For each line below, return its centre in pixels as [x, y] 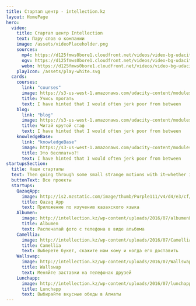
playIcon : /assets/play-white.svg [58, 71]
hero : [13, 22]
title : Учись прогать [48, 98]
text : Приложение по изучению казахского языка [80, 207]
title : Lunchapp [41, 289]
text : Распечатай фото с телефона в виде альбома [83, 229]
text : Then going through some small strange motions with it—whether [99, 175]
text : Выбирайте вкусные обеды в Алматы [71, 294]
